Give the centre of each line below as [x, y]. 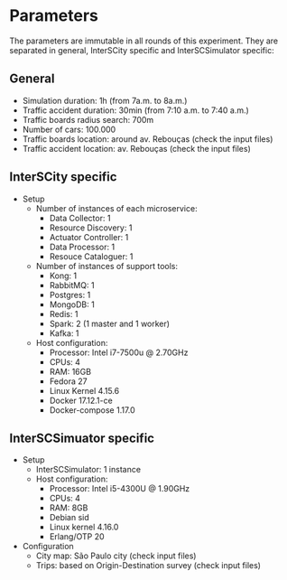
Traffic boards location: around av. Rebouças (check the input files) [148, 139]
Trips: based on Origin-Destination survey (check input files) [148, 566]
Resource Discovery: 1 [91, 228]
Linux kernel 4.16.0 [84, 527]
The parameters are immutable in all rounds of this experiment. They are [144, 41]
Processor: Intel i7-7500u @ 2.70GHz [119, 352]
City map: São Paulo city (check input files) [116, 556]
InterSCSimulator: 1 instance [88, 470]
